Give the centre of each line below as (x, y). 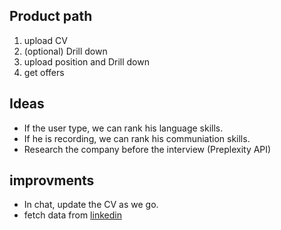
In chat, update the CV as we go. (91, 205)
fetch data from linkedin (72, 215)
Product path (51, 16)
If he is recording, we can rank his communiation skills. (137, 138)
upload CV (45, 40)
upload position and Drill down (86, 61)
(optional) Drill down (65, 51)
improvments (52, 180)
